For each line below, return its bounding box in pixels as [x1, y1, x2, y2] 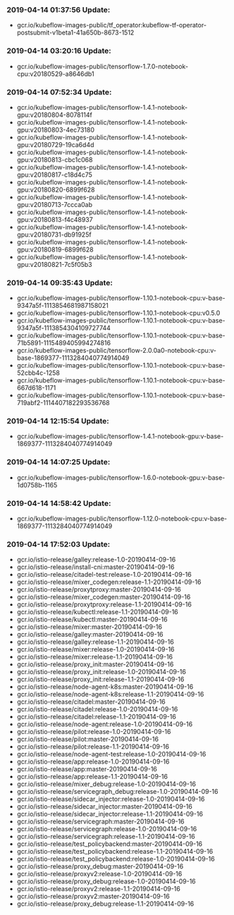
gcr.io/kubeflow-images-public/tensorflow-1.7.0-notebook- [16, 62, 188, 70]
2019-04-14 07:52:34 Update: [6, 87, 112, 97]
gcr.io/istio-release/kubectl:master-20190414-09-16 [16, 615, 168, 624]
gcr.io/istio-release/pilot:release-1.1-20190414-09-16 [16, 742, 170, 751]
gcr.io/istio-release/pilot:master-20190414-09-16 [16, 735, 159, 744]
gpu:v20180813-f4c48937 [16, 215, 93, 223]
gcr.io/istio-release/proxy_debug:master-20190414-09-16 [16, 862, 184, 871]
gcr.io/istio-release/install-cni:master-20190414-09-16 [16, 563, 175, 571]
